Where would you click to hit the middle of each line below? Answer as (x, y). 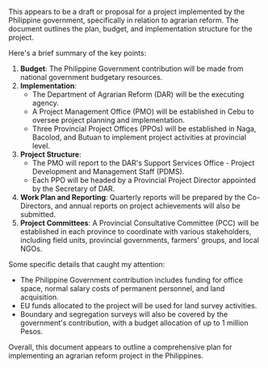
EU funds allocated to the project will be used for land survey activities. (138, 305)
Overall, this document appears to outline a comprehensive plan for (120, 347)
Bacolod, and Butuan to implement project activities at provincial (139, 137)
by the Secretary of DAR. (73, 188)
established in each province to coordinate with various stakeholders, (136, 232)
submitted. (38, 214)
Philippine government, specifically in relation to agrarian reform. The (124, 20)
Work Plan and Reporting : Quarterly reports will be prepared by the (133, 197)
